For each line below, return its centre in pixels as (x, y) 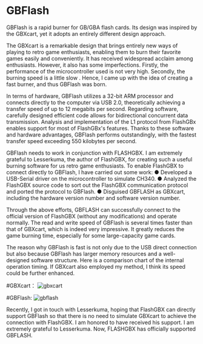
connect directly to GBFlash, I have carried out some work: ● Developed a (99, 172)
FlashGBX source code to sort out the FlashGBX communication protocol (97, 185)
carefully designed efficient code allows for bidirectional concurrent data (97, 115)
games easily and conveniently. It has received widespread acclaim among (100, 58)
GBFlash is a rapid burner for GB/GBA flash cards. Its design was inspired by (102, 27)
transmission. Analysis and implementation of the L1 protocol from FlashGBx (101, 121)
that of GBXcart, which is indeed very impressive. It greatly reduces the (95, 229)
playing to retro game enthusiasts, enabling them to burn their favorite (94, 52)
